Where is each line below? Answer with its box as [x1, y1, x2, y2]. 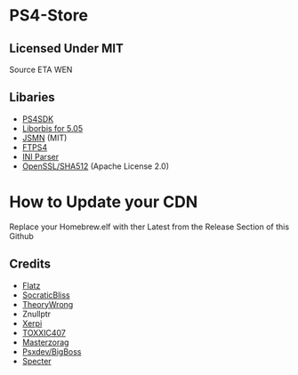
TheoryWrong [21, 299, 74, 309]
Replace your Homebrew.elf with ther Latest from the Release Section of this [9, 221, 290, 232]
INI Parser [21, 151, 60, 162]
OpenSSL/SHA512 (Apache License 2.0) [21, 161, 170, 172]
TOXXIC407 [21, 327, 67, 338]
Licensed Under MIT [9, 41, 125, 56]
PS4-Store [9, 5, 89, 26]
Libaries [9, 90, 55, 105]
